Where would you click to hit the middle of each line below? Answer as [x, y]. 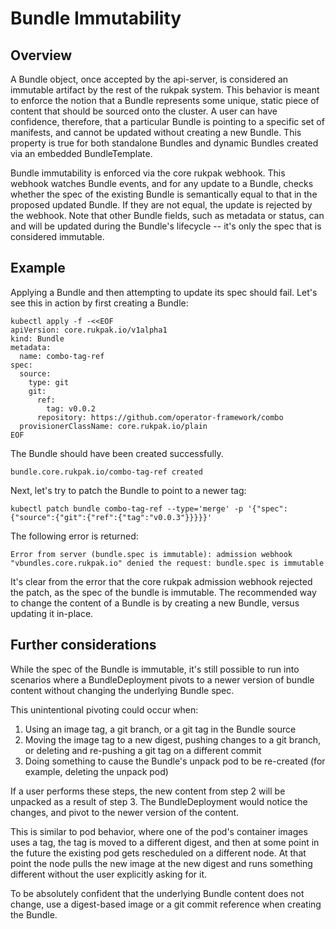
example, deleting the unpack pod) [96, 771]
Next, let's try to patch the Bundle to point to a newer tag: [128, 490]
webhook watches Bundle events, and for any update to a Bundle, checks [162, 183]
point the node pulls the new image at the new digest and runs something [161, 863]
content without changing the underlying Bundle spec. [122, 690]
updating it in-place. [52, 613]
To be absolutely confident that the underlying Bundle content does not [157, 893]
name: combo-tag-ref [62, 356]
